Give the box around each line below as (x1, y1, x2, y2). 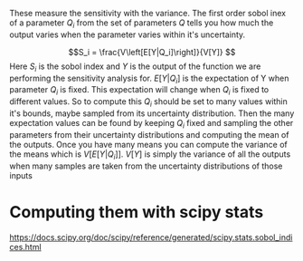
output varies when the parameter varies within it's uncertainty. (9, 29, 246, 40)
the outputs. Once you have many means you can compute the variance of (9, 139, 288, 150)
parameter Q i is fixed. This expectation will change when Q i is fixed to (9, 84, 270, 98)
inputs (9, 169, 33, 180)
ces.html (9, 241, 43, 252)
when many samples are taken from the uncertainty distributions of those (9, 160, 283, 171)
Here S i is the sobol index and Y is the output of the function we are (9, 61, 261, 73)
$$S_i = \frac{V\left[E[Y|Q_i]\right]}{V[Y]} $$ (68, 46, 236, 57)
